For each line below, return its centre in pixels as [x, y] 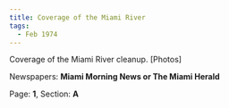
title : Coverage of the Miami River [77, 17]
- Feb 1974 [38, 34]
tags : [19, 26]
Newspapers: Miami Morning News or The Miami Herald [115, 77]
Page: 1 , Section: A [44, 94]
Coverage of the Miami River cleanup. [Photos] [95, 60]
